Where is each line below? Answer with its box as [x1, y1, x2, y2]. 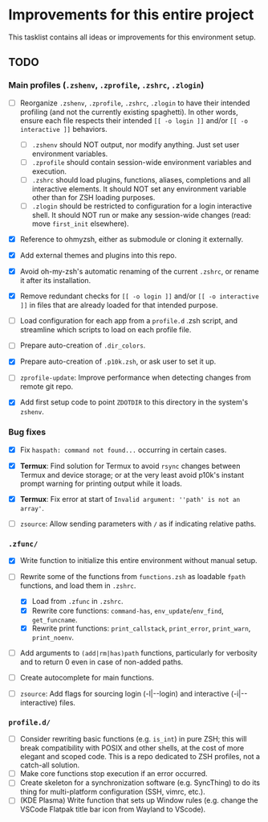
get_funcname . [31, 614, 78, 624]
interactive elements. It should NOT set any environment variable [31, 183, 247, 194]
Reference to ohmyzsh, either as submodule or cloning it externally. [19, 234, 244, 244]
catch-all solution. [19, 760, 80, 770]
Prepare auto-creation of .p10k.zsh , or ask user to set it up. [19, 356, 217, 367]
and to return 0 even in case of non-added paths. [19, 657, 184, 667]
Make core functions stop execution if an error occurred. [19, 769, 208, 779]
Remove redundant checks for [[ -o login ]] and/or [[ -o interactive [19, 291, 259, 301]
